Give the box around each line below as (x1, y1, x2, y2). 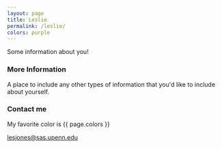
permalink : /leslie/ (7, 23, 66, 29)
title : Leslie (7, 16, 48, 23)
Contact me (7, 104, 47, 114)
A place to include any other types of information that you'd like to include (7, 80, 216, 89)
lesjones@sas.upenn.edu (7, 133, 79, 141)
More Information (7, 65, 66, 74)
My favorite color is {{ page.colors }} (7, 120, 111, 128)
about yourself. (7, 87, 50, 95)
